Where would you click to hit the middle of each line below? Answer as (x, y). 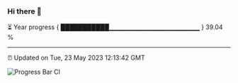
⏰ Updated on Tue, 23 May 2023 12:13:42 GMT (76, 58)
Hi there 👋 (25, 11)
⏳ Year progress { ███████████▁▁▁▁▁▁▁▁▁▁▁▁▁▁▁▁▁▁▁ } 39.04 (115, 27)
